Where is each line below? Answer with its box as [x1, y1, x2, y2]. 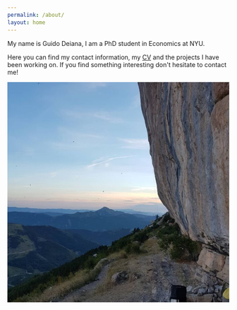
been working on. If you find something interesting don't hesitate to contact [7, 60, 227, 68]
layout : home [7, 18, 46, 26]
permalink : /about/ [7, 11, 65, 18]
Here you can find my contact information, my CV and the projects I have [7, 53, 220, 61]
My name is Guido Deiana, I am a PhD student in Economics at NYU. [7, 39, 205, 47]
